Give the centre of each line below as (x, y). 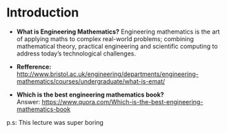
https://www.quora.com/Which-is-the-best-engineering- (122, 101)
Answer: (28, 101)
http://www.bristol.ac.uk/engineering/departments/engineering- (107, 74)
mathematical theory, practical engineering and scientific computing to (117, 46)
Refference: (34, 66)
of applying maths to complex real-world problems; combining (105, 38)
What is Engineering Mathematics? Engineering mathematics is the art (118, 32)
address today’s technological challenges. (76, 53)
